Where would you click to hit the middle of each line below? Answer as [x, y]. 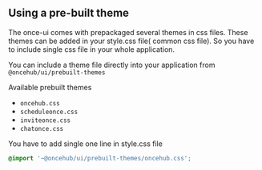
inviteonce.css [45, 120]
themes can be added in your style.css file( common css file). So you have [131, 41]
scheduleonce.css [49, 112]
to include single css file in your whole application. [91, 49]
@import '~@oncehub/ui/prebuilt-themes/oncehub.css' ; [100, 158]
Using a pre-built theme [69, 13]
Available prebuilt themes [50, 87]
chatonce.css [42, 128]
